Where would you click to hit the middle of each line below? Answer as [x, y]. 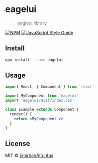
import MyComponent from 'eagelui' [42, 96]
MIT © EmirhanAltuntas [29, 156]
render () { [21, 114]
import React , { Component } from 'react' [50, 87]
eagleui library [32, 23]
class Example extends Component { [42, 110]
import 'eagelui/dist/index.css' [40, 101]
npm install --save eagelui [34, 60]
